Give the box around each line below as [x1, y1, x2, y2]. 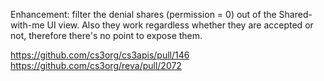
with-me [10, 19, 45, 31]
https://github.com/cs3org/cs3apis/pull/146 [10, 49, 190, 61]
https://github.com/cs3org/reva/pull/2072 [10, 60, 182, 71]
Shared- [278, 9, 313, 20]
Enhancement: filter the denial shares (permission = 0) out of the [10, 9, 277, 20]
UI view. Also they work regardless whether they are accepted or [46, 19, 314, 31]
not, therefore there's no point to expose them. [10, 30, 203, 41]
